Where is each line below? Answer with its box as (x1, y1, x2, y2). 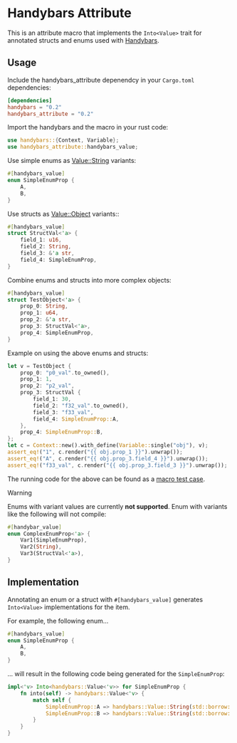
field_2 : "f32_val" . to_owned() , (33, 402, 130, 409)
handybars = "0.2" (7, 103, 62, 111)
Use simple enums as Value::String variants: (7, 157, 137, 165)
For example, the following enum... (7, 616, 109, 625)
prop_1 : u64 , (20, 310, 59, 317)
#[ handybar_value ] (7, 523, 62, 531)
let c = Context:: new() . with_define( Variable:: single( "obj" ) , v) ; (7, 442, 209, 449)
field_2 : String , (20, 243, 72, 251)
